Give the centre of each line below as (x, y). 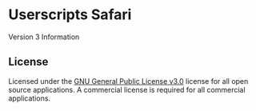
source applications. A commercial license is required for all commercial (127, 89)
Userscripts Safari (70, 15)
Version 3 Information (44, 37)
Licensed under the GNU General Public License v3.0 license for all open (128, 81)
